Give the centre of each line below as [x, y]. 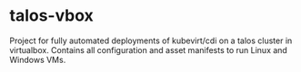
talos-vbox [51, 16]
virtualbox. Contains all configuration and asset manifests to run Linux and [149, 49]
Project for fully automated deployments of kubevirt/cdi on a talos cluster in [151, 40]
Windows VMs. [38, 59]
